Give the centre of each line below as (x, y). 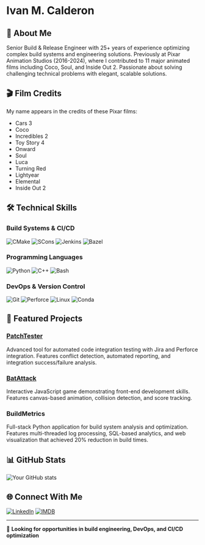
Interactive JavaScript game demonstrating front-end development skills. (98, 391)
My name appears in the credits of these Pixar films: (72, 111)
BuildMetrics (26, 414)
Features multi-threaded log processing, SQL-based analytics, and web (96, 433)
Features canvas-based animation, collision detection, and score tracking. (99, 398)
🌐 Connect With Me (45, 497)
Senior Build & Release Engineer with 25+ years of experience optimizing (98, 48)
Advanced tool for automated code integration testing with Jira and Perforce (102, 349)
